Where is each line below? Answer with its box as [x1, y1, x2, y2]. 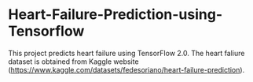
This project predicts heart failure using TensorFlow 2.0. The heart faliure [8, 48, 245, 58]
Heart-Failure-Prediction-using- [8, 6, 223, 24]
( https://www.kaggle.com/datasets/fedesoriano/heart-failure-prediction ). [8, 65, 245, 74]
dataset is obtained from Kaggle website [8, 57, 139, 66]
